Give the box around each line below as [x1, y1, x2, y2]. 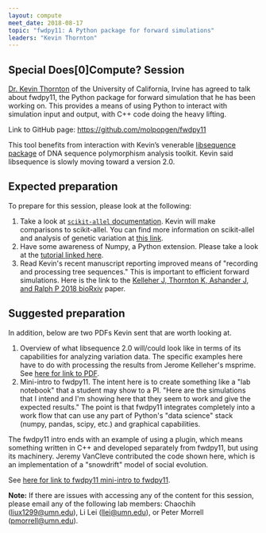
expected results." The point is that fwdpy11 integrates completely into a [19, 402, 256, 412]
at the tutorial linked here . [19, 250, 104, 259]
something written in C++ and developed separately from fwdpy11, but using [8, 443, 258, 452]
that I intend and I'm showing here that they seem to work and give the [19, 393, 252, 403]
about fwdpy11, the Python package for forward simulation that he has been [8, 93, 256, 102]
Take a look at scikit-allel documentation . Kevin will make [19, 216, 216, 226]
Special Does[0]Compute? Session [8, 63, 185, 76]
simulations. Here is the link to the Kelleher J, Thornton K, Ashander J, [19, 275, 249, 285]
